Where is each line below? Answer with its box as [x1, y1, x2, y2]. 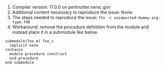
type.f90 [12, 20, 31, 24]
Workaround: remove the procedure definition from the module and [12, 24, 149, 30]
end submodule [5, 60, 34, 65]
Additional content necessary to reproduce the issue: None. [12, 9, 134, 15]
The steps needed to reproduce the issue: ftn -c [12, 15, 112, 20]
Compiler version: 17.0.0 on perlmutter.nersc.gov [12, 4, 111, 10]
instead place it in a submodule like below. [12, 29, 99, 35]
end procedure [9, 56, 38, 61]
